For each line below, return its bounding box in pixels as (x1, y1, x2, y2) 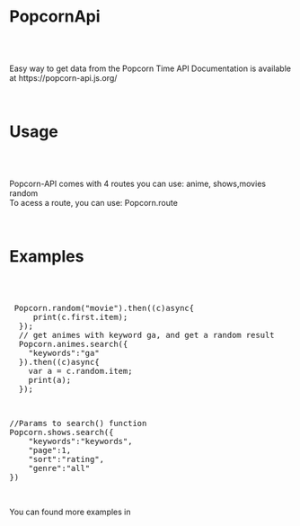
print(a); (28, 375, 72, 385)
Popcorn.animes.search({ (18, 339, 128, 349)
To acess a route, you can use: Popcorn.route (9, 197, 178, 208)
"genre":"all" (28, 463, 91, 473)
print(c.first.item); (32, 312, 128, 322)
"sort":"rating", (28, 454, 105, 464)
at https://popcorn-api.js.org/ (9, 72, 118, 83)
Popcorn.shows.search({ (9, 427, 114, 437)
